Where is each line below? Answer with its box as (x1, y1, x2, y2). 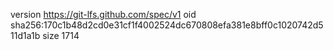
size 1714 (42, 30, 80, 41)
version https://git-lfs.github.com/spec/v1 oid (10, 9, 197, 20)
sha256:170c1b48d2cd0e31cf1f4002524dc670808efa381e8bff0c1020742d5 (10, 19, 324, 31)
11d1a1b (10, 30, 41, 41)
